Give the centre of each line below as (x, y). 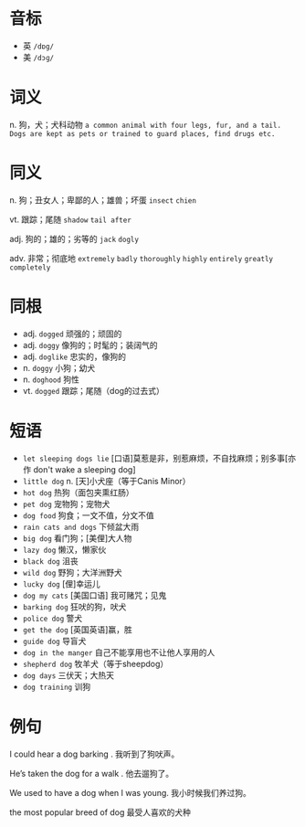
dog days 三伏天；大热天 (68, 675)
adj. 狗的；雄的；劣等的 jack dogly (74, 239)
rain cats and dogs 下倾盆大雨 (81, 526)
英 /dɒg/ (38, 46)
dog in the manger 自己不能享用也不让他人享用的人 (119, 652)
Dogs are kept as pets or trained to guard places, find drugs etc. (142, 133)
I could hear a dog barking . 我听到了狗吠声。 (95, 754)
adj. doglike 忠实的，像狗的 (74, 356)
